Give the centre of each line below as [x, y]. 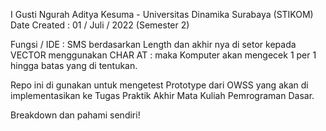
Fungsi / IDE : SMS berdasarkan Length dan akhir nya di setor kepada [153, 44]
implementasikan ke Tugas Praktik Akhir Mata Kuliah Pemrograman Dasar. [162, 95]
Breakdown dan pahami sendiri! [75, 115]
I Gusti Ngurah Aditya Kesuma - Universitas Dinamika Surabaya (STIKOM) [162, 14]
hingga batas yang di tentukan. [74, 65]
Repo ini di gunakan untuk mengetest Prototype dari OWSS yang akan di [159, 85]
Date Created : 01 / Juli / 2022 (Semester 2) [100, 25]
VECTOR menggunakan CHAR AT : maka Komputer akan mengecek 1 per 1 [163, 55]
